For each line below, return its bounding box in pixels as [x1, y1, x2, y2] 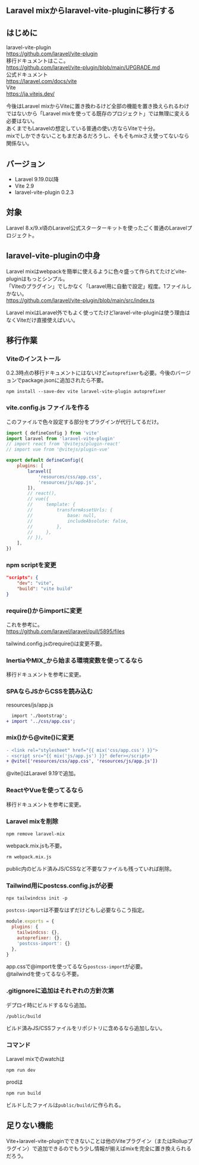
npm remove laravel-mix [6, 831, 65, 837]
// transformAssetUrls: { [27, 507, 113, 513]
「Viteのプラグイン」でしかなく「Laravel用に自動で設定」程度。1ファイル [6, 282, 187, 289]
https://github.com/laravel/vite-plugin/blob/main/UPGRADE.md [6, 64, 160, 71]
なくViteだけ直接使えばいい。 [6, 316, 78, 323]
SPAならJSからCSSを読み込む [6, 687, 93, 695]
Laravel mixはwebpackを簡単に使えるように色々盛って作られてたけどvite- [6, 267, 187, 275]
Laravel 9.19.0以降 [14, 176, 59, 183]
